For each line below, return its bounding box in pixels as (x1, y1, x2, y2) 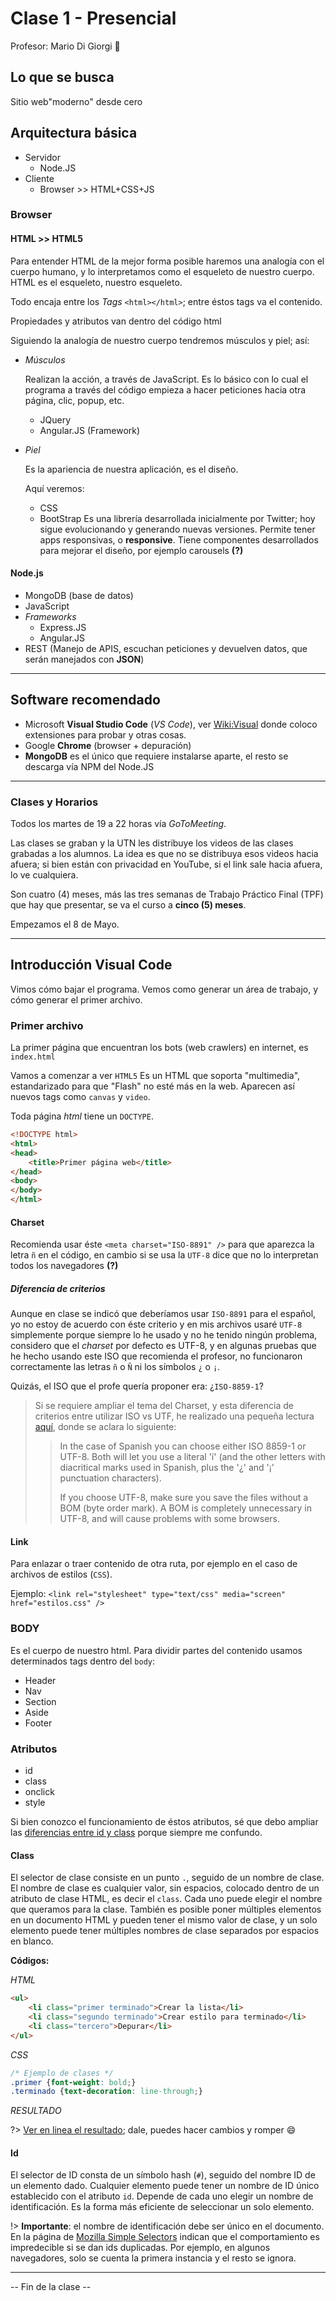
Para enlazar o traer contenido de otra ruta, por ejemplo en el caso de (10, 1558, 298, 1570)
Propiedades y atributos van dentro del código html (10, 315, 222, 327)
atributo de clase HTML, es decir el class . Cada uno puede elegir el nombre (10, 1893, 323, 1905)
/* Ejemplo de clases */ (10, 2068, 114, 2078)
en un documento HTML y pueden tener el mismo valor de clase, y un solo (10, 1914, 318, 1926)
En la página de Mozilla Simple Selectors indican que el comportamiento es (10, 2231, 320, 2243)
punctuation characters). (59, 1472, 162, 1484)
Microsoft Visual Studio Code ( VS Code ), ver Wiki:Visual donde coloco (24, 718, 318, 730)
